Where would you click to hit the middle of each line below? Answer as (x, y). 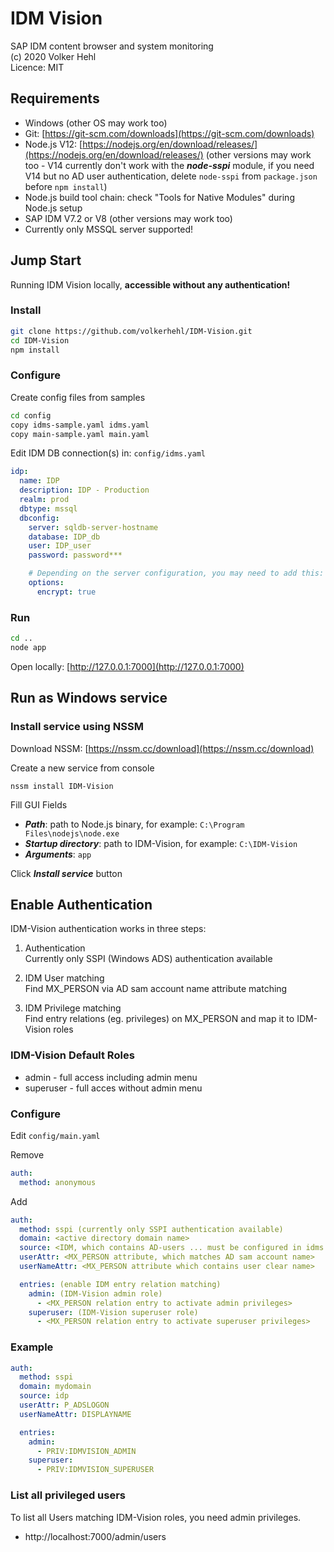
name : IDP (39, 481)
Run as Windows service (89, 698)
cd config (31, 415)
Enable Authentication (81, 904)
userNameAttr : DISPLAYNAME (75, 1414)
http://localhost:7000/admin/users (95, 1536)
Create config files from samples (78, 397)
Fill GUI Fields (39, 804)
